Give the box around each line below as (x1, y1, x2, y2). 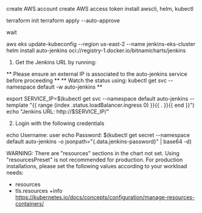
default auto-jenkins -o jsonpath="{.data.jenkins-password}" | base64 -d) (6, 138, 192, 145)
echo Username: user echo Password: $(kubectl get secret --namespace (6, 132, 190, 138)
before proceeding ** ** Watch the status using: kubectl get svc (6, 77, 167, 84)
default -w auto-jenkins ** (37, 83, 103, 90)
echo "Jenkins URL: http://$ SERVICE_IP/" (6, 108, 110, 115)
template (6, 101, 29, 109)
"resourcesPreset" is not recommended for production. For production (6, 156, 183, 163)
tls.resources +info (15, 188, 63, 194)
